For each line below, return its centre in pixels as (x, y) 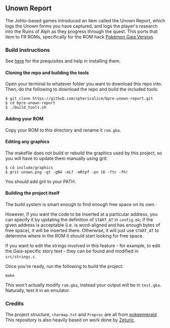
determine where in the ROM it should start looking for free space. (74, 236)
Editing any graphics (27, 142)
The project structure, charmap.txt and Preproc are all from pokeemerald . (82, 315)
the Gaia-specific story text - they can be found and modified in (72, 251)
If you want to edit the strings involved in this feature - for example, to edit (83, 245)
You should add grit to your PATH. (41, 181)
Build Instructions (28, 50)
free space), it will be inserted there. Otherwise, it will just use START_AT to (82, 230)
